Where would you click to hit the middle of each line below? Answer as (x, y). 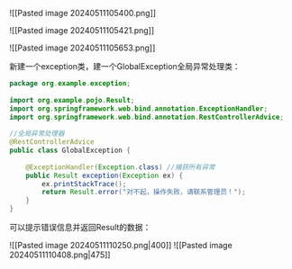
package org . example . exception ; (70, 84)
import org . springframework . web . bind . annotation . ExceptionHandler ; (139, 108)
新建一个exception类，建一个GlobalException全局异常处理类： (125, 66)
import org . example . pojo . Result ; (72, 100)
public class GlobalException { (70, 150)
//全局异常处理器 (37, 134)
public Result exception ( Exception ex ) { (104, 175)
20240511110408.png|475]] (60, 255)
